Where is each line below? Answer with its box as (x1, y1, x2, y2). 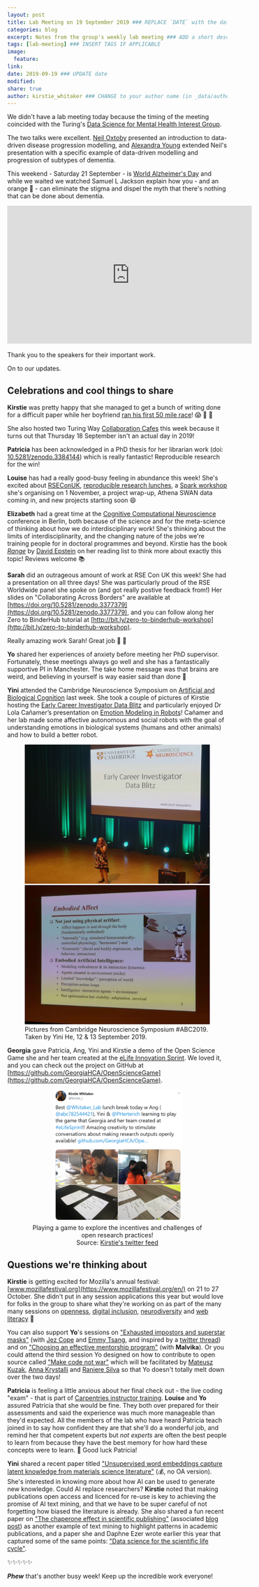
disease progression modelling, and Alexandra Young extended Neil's (27, 141, 228, 150)
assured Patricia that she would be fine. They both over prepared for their (7, 1401, 219, 1409)
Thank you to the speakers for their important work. (7, 351, 156, 359)
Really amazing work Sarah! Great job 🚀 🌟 (7, 637, 127, 645)
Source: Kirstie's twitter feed (76, 1238, 158, 1247)
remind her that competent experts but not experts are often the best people (7, 1431, 227, 1439)
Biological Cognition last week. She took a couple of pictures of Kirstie (7, 693, 209, 702)
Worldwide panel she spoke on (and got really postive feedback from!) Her (7, 585, 222, 595)
